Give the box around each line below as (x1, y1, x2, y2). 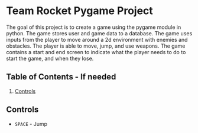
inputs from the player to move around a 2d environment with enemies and (6, 36, 188, 43)
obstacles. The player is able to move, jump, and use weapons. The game (6, 42, 186, 49)
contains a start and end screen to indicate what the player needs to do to (6, 48, 186, 55)
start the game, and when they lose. (6, 55, 94, 62)
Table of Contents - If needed (6, 72, 116, 82)
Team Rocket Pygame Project (6, 4, 154, 18)
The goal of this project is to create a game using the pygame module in (6, 24, 181, 31)
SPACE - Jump (14, 120, 48, 127)
